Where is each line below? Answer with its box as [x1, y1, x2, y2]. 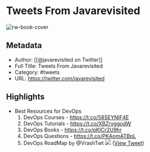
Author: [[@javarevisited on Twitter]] [14, 56, 103, 63]
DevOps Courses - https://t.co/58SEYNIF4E [23, 113, 129, 121]
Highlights [6, 92, 45, 102]
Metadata [6, 40, 42, 50]
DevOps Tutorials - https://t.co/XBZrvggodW [23, 120, 132, 127]
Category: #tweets [14, 69, 60, 76]
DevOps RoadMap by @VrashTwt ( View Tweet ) [23, 139, 145, 146]
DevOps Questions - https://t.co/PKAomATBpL [23, 132, 137, 139]
